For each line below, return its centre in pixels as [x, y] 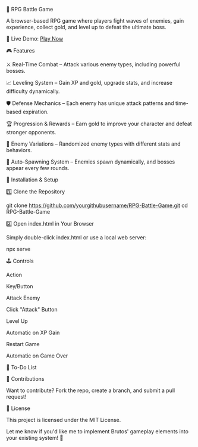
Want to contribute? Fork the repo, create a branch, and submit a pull [91, 390]
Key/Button [20, 286]
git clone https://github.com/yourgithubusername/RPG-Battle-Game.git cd [97, 205]
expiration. [36, 112]
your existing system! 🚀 [35, 438]
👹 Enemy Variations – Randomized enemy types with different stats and [93, 144]
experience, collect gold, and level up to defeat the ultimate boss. [86, 27]
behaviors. [19, 150]
